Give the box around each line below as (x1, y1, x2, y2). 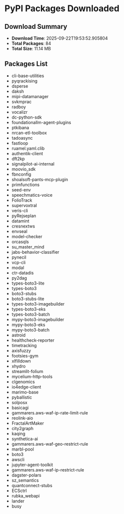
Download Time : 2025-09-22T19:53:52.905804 (11, 35, 108, 41)
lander (11, 498, 25, 504)
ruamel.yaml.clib (11, 145, 45, 151)
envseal (11, 228, 28, 234)
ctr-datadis (11, 269, 34, 276)
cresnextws (11, 223, 35, 229)
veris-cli (11, 207, 28, 213)
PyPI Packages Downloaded (4, 3, 120, 14)
